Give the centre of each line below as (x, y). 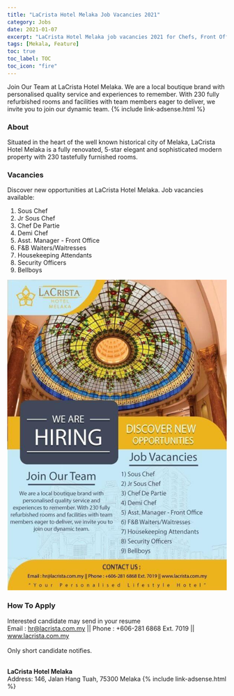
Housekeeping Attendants (55, 255)
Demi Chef (33, 233)
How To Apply (31, 606)
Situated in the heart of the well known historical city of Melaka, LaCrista (111, 142)
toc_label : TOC (29, 59)
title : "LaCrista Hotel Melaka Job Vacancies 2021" (84, 15)
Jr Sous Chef (36, 219)
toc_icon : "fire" (32, 66)
